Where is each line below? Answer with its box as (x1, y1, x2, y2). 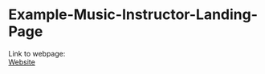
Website (8, 57, 36, 67)
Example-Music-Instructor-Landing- (8, 6, 259, 24)
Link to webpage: (8, 49, 66, 58)
